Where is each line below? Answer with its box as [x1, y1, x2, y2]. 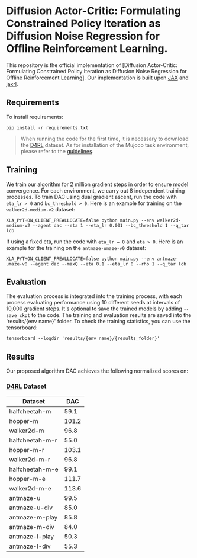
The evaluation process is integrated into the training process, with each [6, 293, 182, 300]
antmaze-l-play [9, 533, 54, 541]
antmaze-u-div [9, 504, 53, 512]
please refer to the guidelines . [20, 147, 94, 155]
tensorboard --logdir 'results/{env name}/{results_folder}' [6, 336, 160, 342]
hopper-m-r [9, 446, 44, 454]
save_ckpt [6, 313, 31, 319]
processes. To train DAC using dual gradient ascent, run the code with [6, 193, 177, 200]
